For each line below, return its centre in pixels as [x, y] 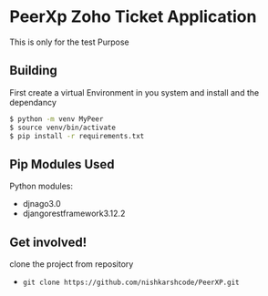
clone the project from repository [72, 264]
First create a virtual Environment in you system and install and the [134, 92]
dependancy [33, 102]
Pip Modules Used [62, 164]
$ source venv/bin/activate [63, 128]
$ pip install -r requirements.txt [77, 136]
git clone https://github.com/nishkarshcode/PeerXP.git [131, 282]
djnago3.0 [41, 204]
